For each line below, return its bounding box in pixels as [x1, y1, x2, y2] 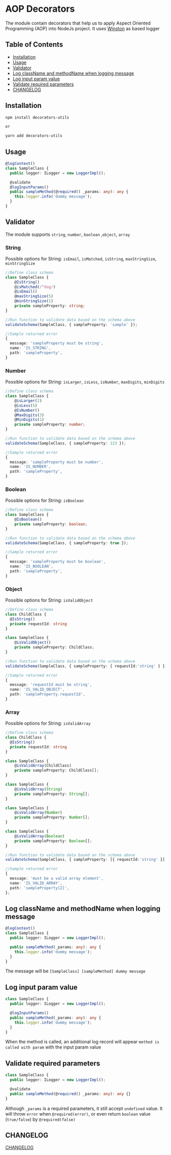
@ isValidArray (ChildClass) [14, 763, 72, 768]
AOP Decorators [5, 3, 75, 15]
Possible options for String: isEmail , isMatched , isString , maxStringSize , [5, 255, 157, 261]
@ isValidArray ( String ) [14, 786, 63, 792]
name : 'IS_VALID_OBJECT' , [10, 687, 65, 692]
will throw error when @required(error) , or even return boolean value [5, 1110, 151, 1117]
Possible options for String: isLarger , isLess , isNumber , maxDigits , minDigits [5, 379, 165, 385]
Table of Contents [5, 40, 64, 49]
